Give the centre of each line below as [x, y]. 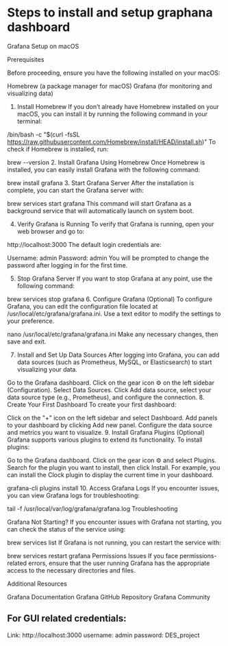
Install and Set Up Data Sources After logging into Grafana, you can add [118, 355]
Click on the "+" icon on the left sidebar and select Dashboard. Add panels [112, 418]
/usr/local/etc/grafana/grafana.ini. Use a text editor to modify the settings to [114, 313]
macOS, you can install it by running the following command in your [112, 114]
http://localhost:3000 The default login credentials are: [85, 244]
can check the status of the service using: [66, 529]
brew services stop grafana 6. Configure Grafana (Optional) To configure [110, 299]
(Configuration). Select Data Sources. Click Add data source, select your [109, 390]
